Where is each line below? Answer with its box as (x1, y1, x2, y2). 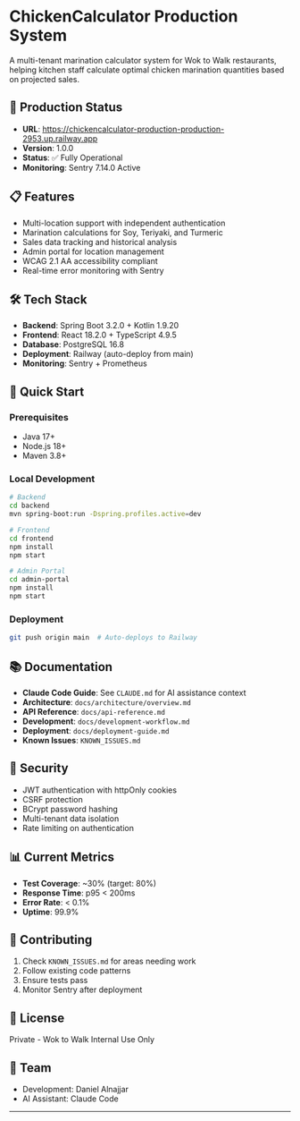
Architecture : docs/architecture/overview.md (21, 696, 192, 708)
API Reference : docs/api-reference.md (21, 706, 165, 717)
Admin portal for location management (21, 246, 165, 257)
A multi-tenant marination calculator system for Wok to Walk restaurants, (9, 55, 277, 65)
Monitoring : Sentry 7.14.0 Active (21, 162, 141, 173)
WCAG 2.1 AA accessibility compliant (21, 255, 158, 266)
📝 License (9, 1010, 65, 1025)
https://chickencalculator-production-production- (42, 123, 225, 134)
